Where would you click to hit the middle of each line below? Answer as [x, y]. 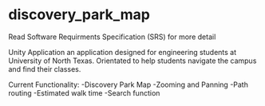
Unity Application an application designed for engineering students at [123, 52]
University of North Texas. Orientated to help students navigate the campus [132, 61]
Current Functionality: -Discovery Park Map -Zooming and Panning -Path [129, 84]
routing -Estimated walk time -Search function [84, 92]
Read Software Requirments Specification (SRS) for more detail [112, 37]
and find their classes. [45, 69]
